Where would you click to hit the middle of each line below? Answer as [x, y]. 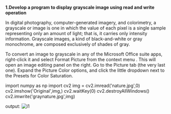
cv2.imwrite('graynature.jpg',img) [40, 96]
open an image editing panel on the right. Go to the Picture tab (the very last [85, 65]
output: [13, 106]
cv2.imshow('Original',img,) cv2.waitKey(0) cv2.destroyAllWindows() [77, 91]
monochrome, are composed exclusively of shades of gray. [68, 44]
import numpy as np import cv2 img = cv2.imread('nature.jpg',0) [73, 85]
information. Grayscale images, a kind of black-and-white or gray [74, 39]
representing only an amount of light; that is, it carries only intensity [76, 33]
